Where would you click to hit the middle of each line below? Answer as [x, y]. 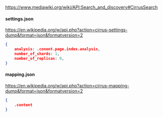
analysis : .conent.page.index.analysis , [57, 49]
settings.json [19, 19]
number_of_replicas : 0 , [39, 58]
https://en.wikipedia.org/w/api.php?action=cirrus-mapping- [67, 85]
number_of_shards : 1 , [37, 54]
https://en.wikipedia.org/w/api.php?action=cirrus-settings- [66, 30]
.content [23, 105]
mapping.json [20, 74]
